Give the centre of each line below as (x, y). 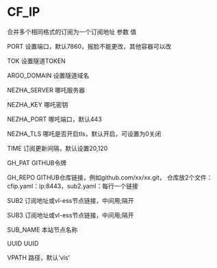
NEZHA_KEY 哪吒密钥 (38, 104)
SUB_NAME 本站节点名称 (42, 230)
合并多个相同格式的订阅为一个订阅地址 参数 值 (72, 32)
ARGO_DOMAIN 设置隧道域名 (48, 75)
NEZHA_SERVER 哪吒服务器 (46, 90)
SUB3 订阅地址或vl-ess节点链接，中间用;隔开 (71, 215)
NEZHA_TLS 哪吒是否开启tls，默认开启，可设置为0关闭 (84, 134)
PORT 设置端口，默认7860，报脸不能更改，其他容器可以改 (89, 46)
